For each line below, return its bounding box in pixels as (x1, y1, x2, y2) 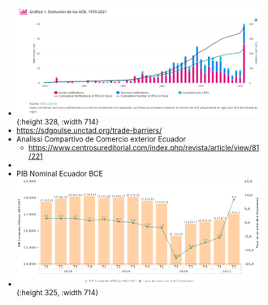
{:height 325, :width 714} (15, 287, 99, 297)
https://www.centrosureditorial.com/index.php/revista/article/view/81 (28, 143, 260, 153)
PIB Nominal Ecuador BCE (15, 169, 104, 179)
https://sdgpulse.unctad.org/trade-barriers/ (15, 125, 162, 136)
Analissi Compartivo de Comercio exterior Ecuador (15, 134, 187, 144)
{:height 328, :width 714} (15, 117, 99, 127)
